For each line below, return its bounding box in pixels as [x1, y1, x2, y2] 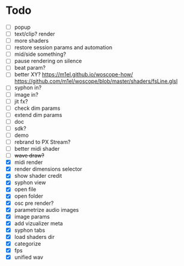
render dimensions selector [14, 166, 82, 173]
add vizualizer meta [14, 220, 64, 227]
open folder [14, 193, 43, 200]
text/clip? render [14, 31, 55, 37]
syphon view [14, 179, 46, 186]
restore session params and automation [14, 44, 113, 51]
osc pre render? [14, 199, 54, 207]
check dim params [14, 104, 61, 112]
